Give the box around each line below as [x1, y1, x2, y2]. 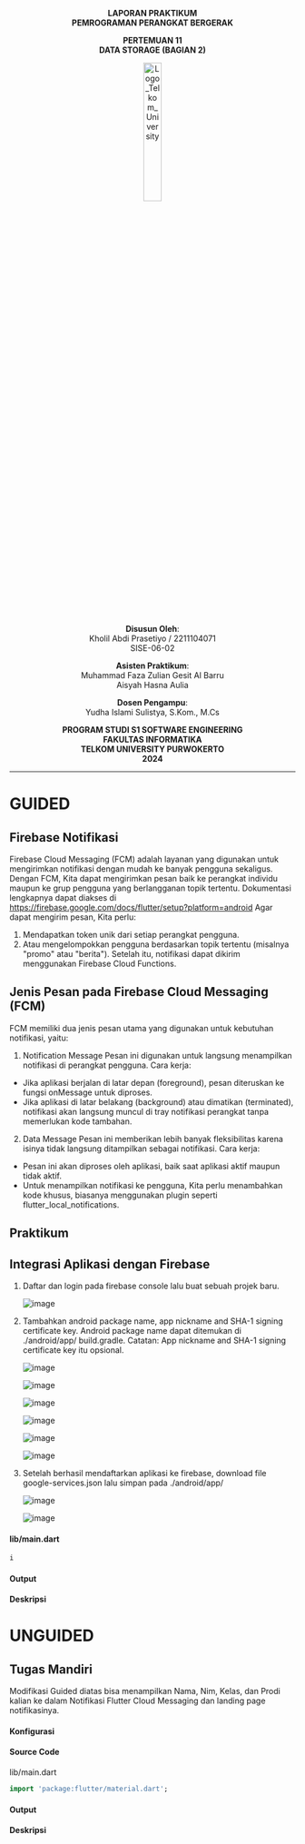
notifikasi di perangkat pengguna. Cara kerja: [22, 1060, 192, 1070]
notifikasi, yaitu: [9, 1032, 69, 1043]
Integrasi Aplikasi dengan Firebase [9, 1257, 211, 1272]
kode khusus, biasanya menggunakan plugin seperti [22, 1189, 218, 1200]
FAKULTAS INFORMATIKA [103, 735, 202, 745]
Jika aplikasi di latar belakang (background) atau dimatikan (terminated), [22, 1096, 294, 1107]
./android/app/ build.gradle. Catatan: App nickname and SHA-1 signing [22, 1335, 287, 1346]
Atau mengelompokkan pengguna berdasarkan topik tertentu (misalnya [22, 939, 290, 950]
